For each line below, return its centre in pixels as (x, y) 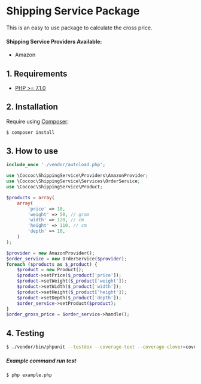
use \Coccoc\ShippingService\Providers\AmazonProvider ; (77, 176)
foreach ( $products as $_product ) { (52, 264)
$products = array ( (31, 197)
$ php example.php (29, 375)
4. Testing (25, 333)
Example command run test (41, 361)
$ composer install (31, 132)
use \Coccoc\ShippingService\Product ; (54, 187)
